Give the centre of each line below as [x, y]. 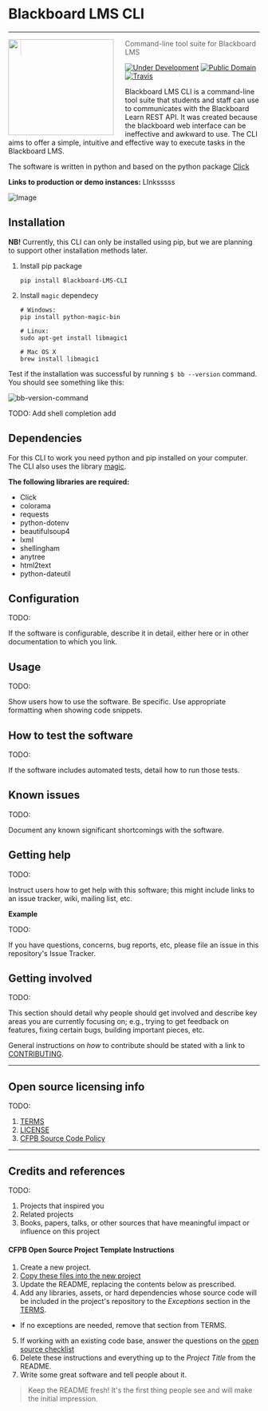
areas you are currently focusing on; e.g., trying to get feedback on [118, 1022]
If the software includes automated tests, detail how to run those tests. [124, 770]
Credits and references [67, 1171]
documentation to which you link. [63, 642]
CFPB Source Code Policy [63, 1138]
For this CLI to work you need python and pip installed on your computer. [128, 457]
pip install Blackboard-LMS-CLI [73, 281]
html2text [35, 565]
